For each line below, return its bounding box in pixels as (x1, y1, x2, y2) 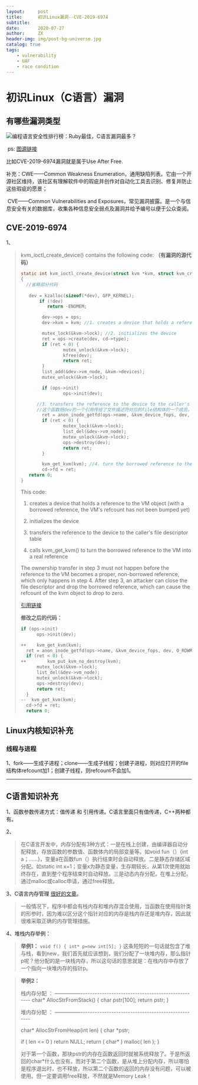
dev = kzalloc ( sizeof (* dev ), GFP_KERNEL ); (28, 293, 134, 299)
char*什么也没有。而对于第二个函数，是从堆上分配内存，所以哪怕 (31, 1057, 190, 1064)
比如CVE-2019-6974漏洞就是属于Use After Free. (6, 158, 124, 165)
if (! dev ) (39, 298, 64, 304)
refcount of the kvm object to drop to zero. (20, 589, 124, 596)
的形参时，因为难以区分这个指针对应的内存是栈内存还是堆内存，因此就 (20, 910, 192, 917)
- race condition (16, 63, 60, 70)
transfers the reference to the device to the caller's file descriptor (29, 529, 189, 536)
